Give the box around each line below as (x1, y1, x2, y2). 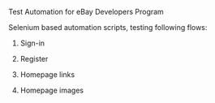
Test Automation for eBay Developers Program (8, 7, 164, 16)
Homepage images (19, 85, 84, 95)
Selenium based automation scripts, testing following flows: (8, 23, 208, 32)
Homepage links (19, 70, 75, 79)
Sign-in (19, 38, 45, 48)
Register (19, 54, 49, 63)
